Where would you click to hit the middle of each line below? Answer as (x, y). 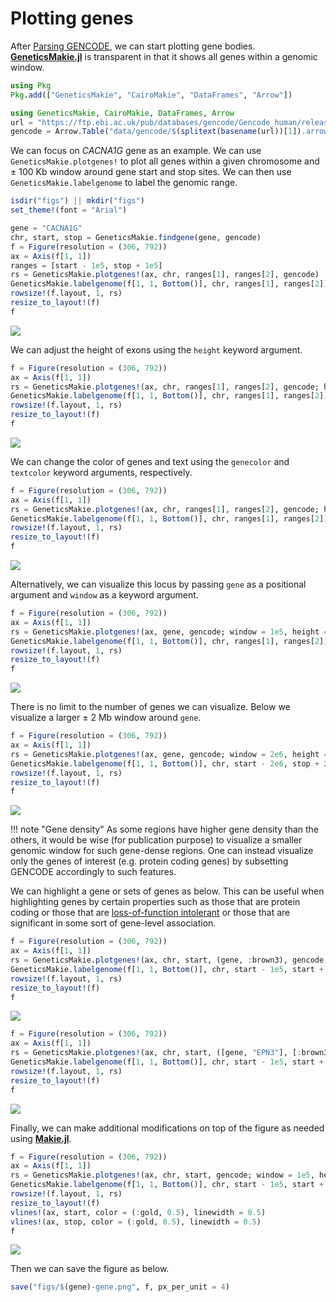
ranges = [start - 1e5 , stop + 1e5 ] (86, 265)
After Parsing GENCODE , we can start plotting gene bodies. (133, 46)
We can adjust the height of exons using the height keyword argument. (156, 349)
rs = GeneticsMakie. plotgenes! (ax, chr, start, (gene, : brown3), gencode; (169, 960)
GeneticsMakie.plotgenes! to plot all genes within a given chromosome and (165, 161)
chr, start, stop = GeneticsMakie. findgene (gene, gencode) (136, 237)
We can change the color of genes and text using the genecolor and (150, 461)
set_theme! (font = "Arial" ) (69, 210)
